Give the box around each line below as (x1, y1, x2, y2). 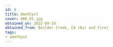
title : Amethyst (5, 12, 38, 17)
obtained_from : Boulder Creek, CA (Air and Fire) (5, 25, 109, 30)
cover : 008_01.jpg (5, 16, 43, 21)
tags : (5, 30, 16, 35)
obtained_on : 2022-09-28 (5, 21, 56, 26)
